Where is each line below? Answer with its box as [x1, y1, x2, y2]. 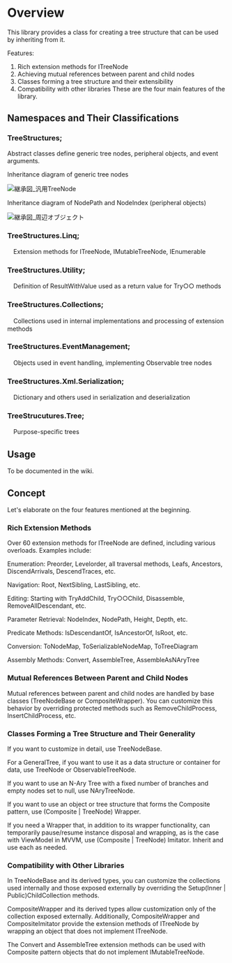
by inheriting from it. [7, 35, 65, 43]
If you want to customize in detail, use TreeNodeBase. [7, 745, 162, 753]
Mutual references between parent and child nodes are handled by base [7, 689, 215, 697]
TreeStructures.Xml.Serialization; [7, 376, 124, 386]
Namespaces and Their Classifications [7, 112, 179, 124]
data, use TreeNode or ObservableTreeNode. [7, 766, 137, 774]
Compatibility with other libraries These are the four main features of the [17, 84, 225, 93]
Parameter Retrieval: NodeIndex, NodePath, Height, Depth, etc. [7, 615, 188, 624]
